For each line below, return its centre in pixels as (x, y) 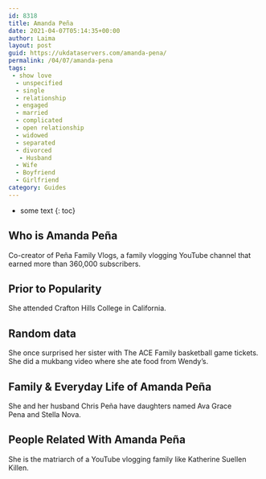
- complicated (39, 121)
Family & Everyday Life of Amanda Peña (110, 387)
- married (32, 113)
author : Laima (32, 38)
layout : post (30, 46)
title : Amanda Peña (41, 23)
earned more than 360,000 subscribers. (75, 264)
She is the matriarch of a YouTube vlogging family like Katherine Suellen (127, 459)
